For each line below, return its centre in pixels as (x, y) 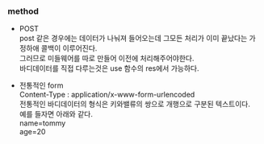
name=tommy (42, 123)
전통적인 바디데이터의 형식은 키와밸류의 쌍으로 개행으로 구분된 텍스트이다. (135, 104)
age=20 (32, 132)
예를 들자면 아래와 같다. (56, 114)
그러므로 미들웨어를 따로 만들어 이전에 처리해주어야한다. (107, 59)
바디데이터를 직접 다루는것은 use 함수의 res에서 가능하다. (109, 68)
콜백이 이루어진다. (69, 48)
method (23, 11)
